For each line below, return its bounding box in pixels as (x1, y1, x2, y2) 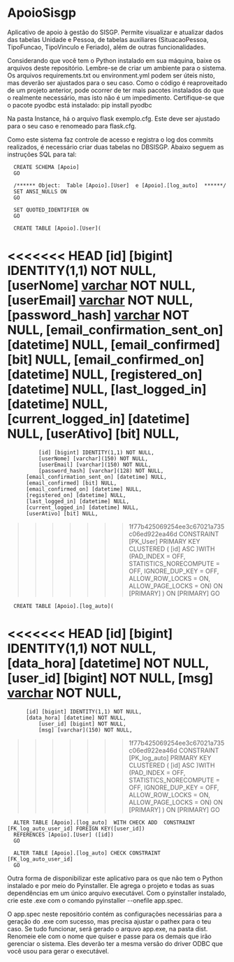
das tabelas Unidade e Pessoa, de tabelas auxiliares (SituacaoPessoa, (7, 35, 209, 43)
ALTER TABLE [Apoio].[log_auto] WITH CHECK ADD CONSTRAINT (13, 819, 196, 826)
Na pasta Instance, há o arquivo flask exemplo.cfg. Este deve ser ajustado (7, 114, 220, 123)
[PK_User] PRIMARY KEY (129, 537, 200, 545)
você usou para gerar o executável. (7, 947, 110, 955)
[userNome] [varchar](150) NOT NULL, (38, 455, 149, 462)
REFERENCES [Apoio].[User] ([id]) (13, 831, 114, 838)
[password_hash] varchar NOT (7, 307, 190, 323)
